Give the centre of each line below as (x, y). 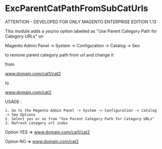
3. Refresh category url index (37, 123)
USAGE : (14, 101)
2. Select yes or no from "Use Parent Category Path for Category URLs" (80, 119)
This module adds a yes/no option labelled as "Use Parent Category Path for (81, 31)
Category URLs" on (24, 36)
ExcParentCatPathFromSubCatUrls (77, 8)
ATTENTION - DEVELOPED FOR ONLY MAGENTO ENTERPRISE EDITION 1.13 (81, 22)
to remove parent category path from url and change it (59, 55)
